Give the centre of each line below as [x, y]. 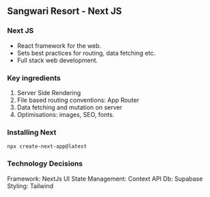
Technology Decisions [45, 163]
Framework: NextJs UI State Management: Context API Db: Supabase [105, 179]
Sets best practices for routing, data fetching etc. [86, 53]
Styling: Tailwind [30, 186]
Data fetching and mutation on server [69, 107]
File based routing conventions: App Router [78, 100]
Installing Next [32, 132]
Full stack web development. [57, 60]
